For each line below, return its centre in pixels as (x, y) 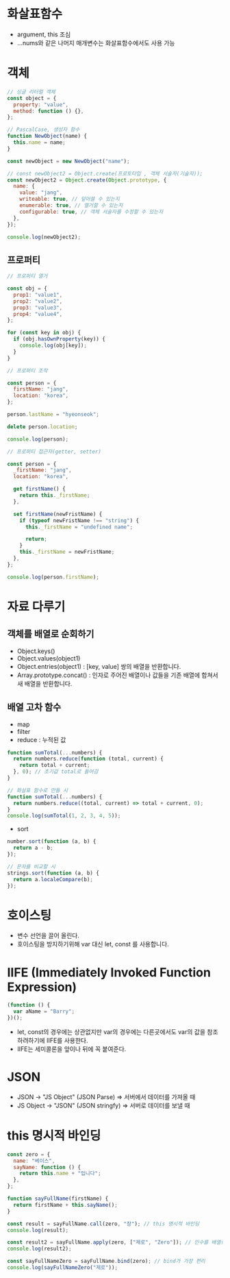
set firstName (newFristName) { (58, 514)
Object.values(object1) (49, 658)
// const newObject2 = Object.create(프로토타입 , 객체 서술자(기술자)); (105, 173)
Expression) (42, 987)
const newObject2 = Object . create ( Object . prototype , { (87, 180)
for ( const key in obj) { (44, 333)
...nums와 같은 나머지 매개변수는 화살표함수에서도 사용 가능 (96, 42)
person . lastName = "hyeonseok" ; (53, 415)
